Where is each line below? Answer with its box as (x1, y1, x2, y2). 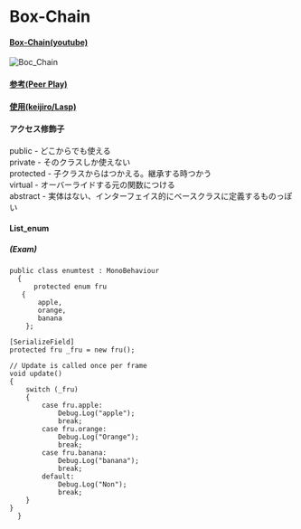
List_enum (9, 223, 50, 234)
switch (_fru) (25, 385, 79, 394)
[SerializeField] (9, 337, 75, 347)
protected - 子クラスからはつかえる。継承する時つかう (9, 167, 212, 178)
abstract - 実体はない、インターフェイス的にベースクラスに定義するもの (9, 190, 277, 201)
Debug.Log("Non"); (57, 480, 127, 489)
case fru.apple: (42, 401, 103, 411)
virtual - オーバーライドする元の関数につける (9, 179, 176, 190)
